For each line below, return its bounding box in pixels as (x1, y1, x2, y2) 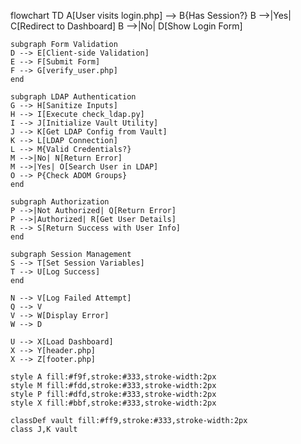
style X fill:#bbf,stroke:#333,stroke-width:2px (10, 398, 217, 408)
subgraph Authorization (10, 197, 110, 207)
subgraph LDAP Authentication (10, 92, 137, 102)
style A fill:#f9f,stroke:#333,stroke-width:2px (10, 372, 217, 382)
